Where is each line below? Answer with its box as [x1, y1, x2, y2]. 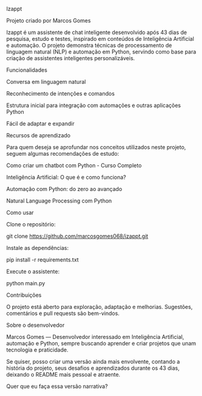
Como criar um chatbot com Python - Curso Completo [6, 162, 142, 169]
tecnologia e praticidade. [6, 346, 69, 353]
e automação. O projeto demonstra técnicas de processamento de [6, 42, 172, 49]
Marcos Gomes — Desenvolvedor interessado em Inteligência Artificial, [6, 333, 184, 340]
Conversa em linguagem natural [6, 78, 86, 85]
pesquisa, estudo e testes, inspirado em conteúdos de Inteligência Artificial [6, 35, 194, 42]
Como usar [6, 209, 35, 216]
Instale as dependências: [6, 245, 69, 251]
